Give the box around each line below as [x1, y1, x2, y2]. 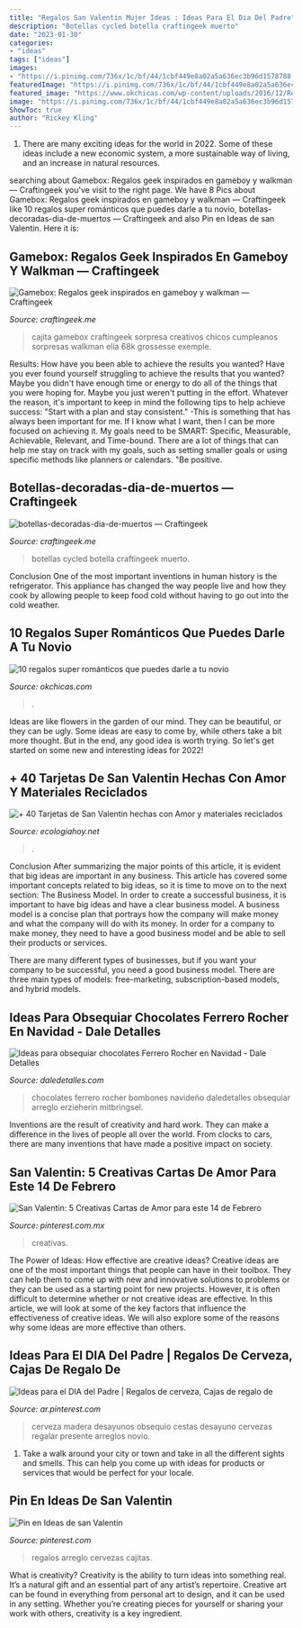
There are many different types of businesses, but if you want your [9, 955, 257, 966]
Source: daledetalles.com [9, 1075, 104, 1086]
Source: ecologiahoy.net [9, 826, 101, 837]
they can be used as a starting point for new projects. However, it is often [9, 1284, 280, 1294]
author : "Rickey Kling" [9, 114, 99, 123]
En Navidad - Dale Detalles [9, 1023, 162, 1039]
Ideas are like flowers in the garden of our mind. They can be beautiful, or [9, 715, 281, 726]
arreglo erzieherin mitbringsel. [31, 1102, 144, 1113]
